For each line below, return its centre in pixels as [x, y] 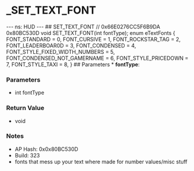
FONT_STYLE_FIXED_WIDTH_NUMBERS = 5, [61, 51]
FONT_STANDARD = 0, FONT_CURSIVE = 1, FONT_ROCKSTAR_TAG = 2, [93, 39]
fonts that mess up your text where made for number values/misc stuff [101, 162]
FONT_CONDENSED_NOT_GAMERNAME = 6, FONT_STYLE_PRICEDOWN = [97, 58]
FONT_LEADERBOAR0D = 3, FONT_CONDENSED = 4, [71, 46]
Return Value [25, 108]
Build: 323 [27, 155]
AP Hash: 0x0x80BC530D [46, 149]
